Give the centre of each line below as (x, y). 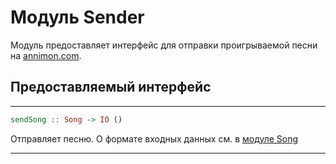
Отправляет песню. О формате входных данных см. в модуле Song (154, 138)
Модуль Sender (77, 17)
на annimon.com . (46, 55)
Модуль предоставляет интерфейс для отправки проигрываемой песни (164, 45)
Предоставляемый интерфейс (111, 87)
